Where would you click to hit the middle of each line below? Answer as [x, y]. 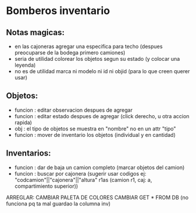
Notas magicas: [35, 32]
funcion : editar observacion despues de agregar [73, 110]
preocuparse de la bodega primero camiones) [70, 53]
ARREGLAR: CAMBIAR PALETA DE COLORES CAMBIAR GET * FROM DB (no [97, 197]
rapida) [23, 122]
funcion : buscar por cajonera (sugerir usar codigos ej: [80, 173]
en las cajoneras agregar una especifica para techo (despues [88, 46]
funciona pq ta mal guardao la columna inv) [59, 204]
